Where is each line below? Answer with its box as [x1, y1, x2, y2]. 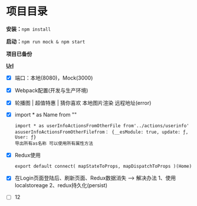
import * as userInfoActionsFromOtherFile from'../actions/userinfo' [14, 123, 190, 129]
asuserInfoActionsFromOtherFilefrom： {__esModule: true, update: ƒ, [14, 129, 189, 135]
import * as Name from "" [14, 111, 77, 118]
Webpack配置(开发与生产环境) [14, 87, 88, 94]
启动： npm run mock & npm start [6, 38, 86, 45]
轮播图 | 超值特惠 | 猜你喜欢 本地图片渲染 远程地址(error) [14, 99, 152, 107]
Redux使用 [14, 152, 41, 159]
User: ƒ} [14, 134, 37, 141]
